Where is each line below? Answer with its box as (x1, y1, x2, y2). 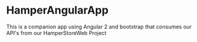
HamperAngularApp (6, 4, 109, 17)
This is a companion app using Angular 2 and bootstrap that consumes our (6, 23, 192, 30)
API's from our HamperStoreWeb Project (6, 29, 107, 36)
